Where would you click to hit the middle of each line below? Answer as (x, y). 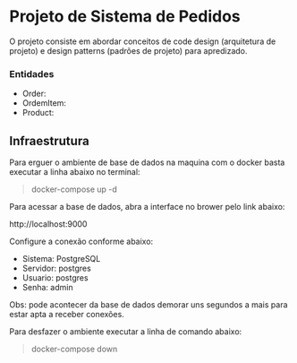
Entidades (32, 73)
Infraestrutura (49, 141)
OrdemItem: (44, 103)
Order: (34, 94)
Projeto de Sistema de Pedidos (125, 17)
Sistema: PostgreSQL (61, 259)
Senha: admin (47, 288)
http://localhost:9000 (48, 224)
